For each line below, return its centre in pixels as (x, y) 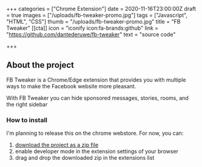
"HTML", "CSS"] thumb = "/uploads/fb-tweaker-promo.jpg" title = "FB (93, 21)
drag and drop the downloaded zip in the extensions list (85, 158)
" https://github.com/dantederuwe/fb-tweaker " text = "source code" (91, 34)
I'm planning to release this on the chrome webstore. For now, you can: (95, 133)
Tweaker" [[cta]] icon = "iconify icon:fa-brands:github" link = (82, 28)
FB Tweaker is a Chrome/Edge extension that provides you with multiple (96, 80)
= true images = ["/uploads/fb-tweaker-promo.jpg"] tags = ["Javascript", (97, 15)
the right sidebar (27, 104)
